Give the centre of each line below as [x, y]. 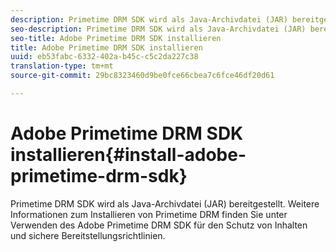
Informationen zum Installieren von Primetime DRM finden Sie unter [149, 214]
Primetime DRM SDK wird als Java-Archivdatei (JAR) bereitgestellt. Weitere [165, 203]
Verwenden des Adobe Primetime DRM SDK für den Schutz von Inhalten [159, 225]
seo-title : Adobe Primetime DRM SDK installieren [116, 38]
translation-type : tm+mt [62, 66]
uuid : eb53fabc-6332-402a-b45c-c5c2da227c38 [104, 57]
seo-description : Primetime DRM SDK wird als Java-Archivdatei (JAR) [158, 29]
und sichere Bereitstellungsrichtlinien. [88, 235]
